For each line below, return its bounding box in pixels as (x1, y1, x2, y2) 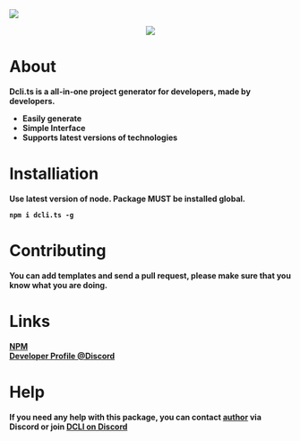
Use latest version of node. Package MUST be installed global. (9, 193, 246, 204)
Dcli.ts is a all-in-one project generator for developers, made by (9, 85, 251, 97)
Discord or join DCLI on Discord (9, 421, 128, 432)
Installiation (9, 163, 99, 184)
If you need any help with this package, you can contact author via (9, 411, 262, 422)
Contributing (9, 241, 107, 261)
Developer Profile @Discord (9, 350, 116, 361)
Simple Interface (21, 122, 86, 133)
